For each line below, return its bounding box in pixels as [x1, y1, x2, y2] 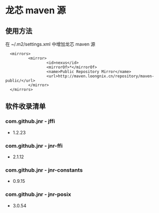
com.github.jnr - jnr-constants [5, 167, 83, 174]
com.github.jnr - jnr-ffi [5, 142, 63, 149]
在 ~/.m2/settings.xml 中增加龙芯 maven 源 [5, 41, 96, 47]
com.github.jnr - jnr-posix [5, 191, 72, 198]
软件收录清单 [5, 102, 46, 111]
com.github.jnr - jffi [5, 118, 55, 125]
